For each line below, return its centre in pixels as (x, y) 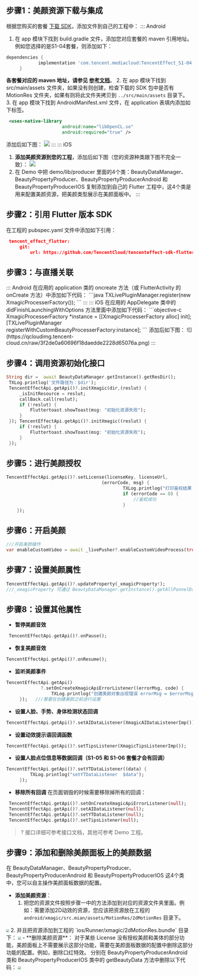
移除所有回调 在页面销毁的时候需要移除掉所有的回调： (80, 792)
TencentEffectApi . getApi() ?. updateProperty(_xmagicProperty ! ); (86, 584)
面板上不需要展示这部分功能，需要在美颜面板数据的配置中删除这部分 (110, 945)
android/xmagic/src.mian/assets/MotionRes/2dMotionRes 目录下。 (104, 918)
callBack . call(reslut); (49, 399)
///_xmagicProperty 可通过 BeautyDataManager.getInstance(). (82, 589)
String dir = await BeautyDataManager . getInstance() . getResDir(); (91, 377)
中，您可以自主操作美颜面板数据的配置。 (55, 883)
